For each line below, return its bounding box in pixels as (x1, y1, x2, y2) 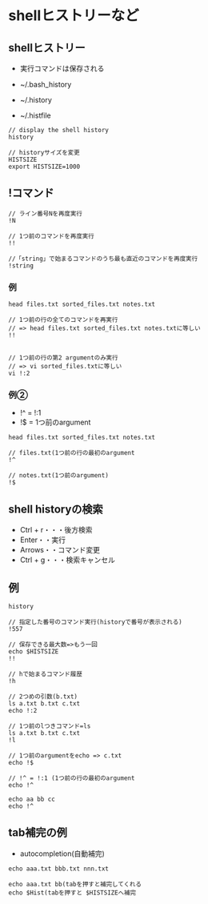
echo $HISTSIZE (8, 648, 59, 656)
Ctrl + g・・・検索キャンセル (19, 555, 116, 564)
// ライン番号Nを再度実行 (8, 209, 82, 218)
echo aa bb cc (8, 795, 56, 804)
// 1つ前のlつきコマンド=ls (8, 722, 91, 730)
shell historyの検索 (8, 502, 104, 516)
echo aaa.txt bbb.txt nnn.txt (8, 865, 110, 873)
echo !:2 (8, 707, 38, 715)
